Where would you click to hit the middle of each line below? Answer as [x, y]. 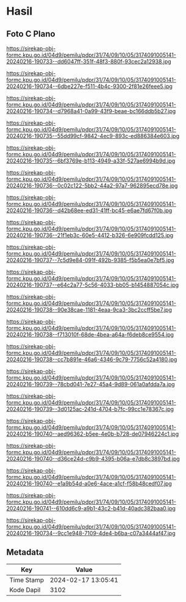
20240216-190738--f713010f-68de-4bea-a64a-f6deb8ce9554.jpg [90, 335]
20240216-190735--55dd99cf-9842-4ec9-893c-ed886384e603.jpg [93, 136]
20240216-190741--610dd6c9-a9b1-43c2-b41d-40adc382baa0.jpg [91, 508]
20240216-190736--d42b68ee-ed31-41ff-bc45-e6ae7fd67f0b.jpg [89, 210]
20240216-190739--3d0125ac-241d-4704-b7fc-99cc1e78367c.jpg [90, 409]
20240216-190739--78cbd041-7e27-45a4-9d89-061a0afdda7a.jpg [91, 384]
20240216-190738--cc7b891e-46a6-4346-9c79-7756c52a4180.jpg [92, 359]
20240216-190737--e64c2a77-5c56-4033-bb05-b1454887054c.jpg [92, 285]
